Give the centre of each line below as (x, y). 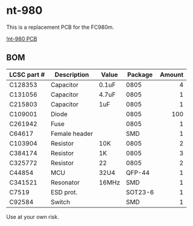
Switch (60, 202)
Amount (172, 75)
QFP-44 (138, 173)
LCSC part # (27, 75)
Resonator (65, 182)
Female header (72, 133)
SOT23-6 (140, 192)
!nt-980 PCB (22, 38)
